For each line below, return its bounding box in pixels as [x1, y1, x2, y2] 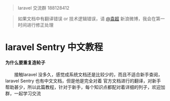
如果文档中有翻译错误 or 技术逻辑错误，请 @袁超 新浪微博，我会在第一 [17, 16, 165, 22]
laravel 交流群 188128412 [17, 5, 70, 11]
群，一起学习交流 [5, 90, 41, 96]
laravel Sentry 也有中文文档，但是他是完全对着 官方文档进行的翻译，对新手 [5, 78, 161, 84]
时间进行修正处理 [17, 22, 54, 28]
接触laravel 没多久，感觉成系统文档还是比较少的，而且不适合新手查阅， [14, 72, 163, 78]
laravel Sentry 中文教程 [5, 41, 103, 53]
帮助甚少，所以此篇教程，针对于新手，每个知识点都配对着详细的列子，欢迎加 [5, 84, 165, 90]
